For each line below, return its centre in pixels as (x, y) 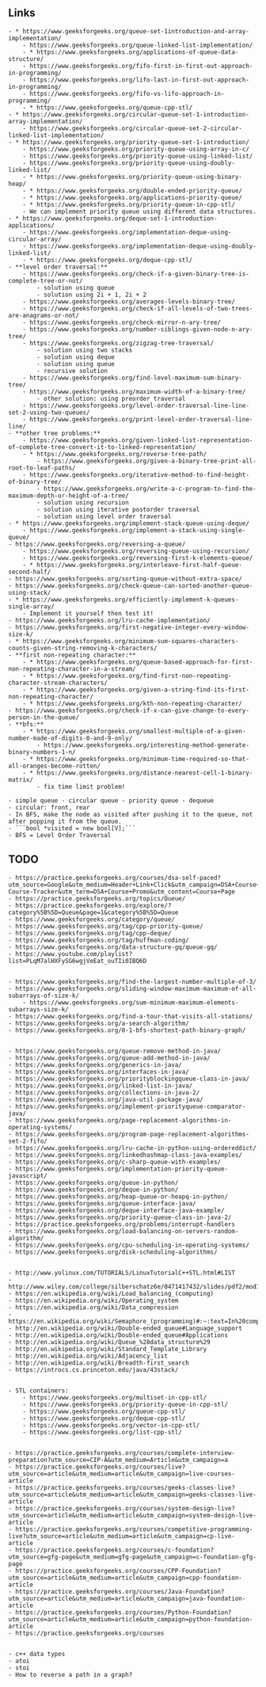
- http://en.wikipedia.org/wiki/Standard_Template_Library (108, 1349)
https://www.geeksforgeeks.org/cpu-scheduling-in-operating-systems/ (132, 1245)
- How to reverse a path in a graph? (70, 1674)
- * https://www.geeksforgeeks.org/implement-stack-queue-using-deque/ (129, 523)
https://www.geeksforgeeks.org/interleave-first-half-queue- (140, 565)
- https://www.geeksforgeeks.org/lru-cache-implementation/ (110, 620)
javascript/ (28, 1175)
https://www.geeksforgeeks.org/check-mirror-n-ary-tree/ (125, 322)
